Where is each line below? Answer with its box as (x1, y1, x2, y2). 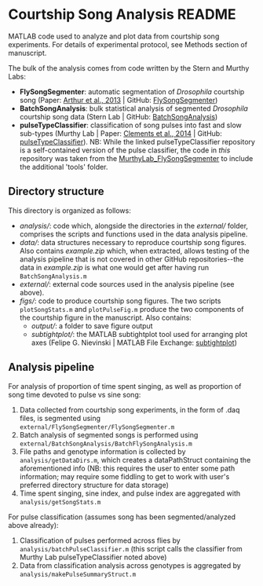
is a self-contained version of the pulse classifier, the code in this (19, 145, 231, 155)
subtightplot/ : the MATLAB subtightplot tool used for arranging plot (31, 329, 248, 339)
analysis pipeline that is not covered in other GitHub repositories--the (19, 254, 244, 264)
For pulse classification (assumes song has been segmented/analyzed (8, 512, 236, 522)
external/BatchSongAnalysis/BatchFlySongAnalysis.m (19, 440, 192, 448)
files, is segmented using (19, 413, 100, 423)
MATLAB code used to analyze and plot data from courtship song (8, 31, 220, 41)
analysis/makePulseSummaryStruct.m (19, 570, 137, 578)
